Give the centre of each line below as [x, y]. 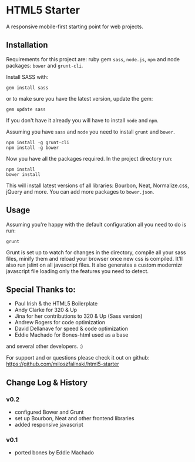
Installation [27, 45]
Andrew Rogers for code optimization [60, 323]
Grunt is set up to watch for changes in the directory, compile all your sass [96, 252]
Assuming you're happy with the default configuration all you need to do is [96, 224]
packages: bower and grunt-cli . [45, 65]
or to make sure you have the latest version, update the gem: [80, 98]
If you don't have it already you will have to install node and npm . [82, 120]
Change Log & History [47, 382]
